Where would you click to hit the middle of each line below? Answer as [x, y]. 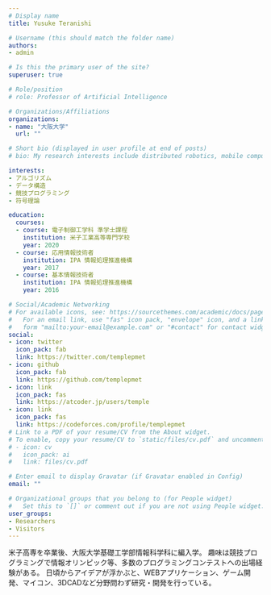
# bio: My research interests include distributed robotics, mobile [126, 156]
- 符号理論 [24, 201]
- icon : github [34, 364]
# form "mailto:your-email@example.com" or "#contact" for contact [128, 327]
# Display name [34, 16]
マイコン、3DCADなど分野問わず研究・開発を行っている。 [119, 583]
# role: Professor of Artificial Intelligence [88, 97]
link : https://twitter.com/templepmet [81, 357]
